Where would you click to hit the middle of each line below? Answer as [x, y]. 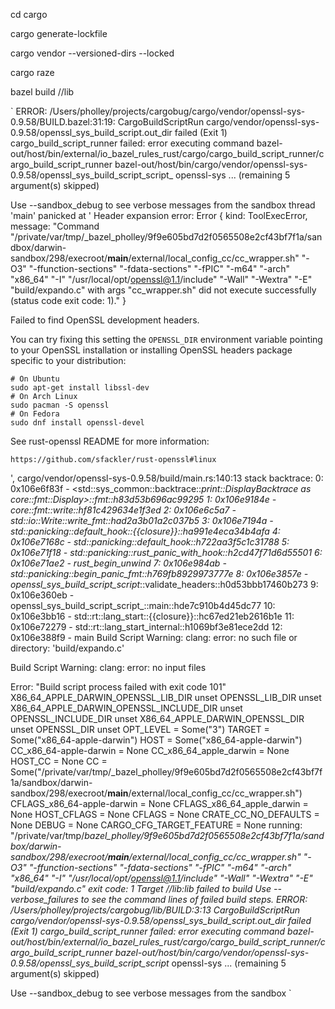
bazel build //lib [42, 92]
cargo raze [32, 72]
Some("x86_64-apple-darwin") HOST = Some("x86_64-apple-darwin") [156, 740]
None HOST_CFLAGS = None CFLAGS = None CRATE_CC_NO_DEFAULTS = [165, 814]
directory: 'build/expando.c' [67, 648]
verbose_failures [44, 899]
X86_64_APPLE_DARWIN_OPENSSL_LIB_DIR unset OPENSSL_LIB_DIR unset [166, 697]
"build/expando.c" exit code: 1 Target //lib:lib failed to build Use [141, 888]
